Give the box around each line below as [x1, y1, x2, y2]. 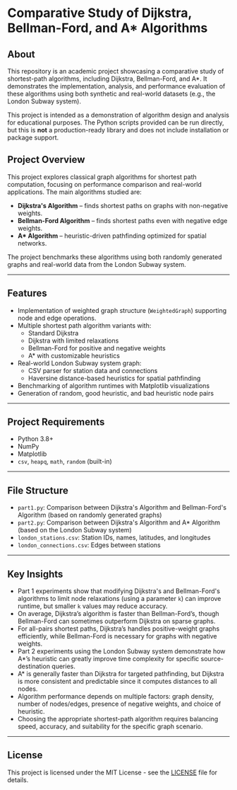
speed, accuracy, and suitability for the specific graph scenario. [17, 722, 203, 731]
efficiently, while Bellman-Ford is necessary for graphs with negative [17, 632, 217, 641]
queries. [51, 662, 75, 670]
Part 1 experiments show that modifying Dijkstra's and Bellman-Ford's [17, 587, 221, 595]
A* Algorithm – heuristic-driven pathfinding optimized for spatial [17, 231, 207, 240]
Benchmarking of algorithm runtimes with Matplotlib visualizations [17, 381, 210, 390]
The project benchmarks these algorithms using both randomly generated [7, 253, 222, 261]
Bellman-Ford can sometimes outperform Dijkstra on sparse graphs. [17, 617, 216, 626]
